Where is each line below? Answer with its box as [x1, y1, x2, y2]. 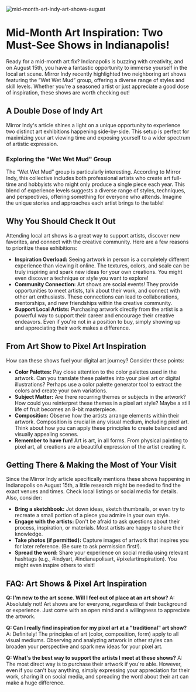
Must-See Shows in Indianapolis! [6, 39, 170, 52]
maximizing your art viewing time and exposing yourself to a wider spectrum [6, 134, 191, 141]
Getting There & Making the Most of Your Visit [6, 460, 177, 470]
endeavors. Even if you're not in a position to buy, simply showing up [14, 318, 181, 325]
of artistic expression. [6, 140, 59, 147]
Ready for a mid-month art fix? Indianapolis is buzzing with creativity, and [6, 57, 184, 65]
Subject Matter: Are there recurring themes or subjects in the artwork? [14, 393, 186, 400]
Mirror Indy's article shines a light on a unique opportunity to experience [6, 121, 181, 128]
